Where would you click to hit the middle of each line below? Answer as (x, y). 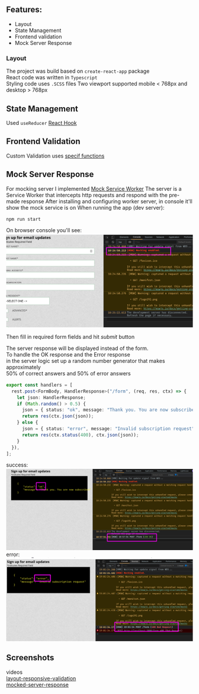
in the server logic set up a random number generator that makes (86, 361)
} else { (28, 423)
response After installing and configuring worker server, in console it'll (107, 201)
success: (17, 465)
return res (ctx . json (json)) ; (58, 416)
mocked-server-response (38, 685)
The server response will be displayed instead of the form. (77, 348)
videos (14, 672)
